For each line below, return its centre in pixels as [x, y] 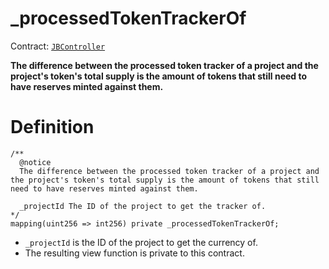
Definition [52, 127]
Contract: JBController [58, 46]
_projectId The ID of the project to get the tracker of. [143, 206]
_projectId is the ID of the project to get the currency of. [141, 242]
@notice [35, 162]
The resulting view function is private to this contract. [134, 253]
